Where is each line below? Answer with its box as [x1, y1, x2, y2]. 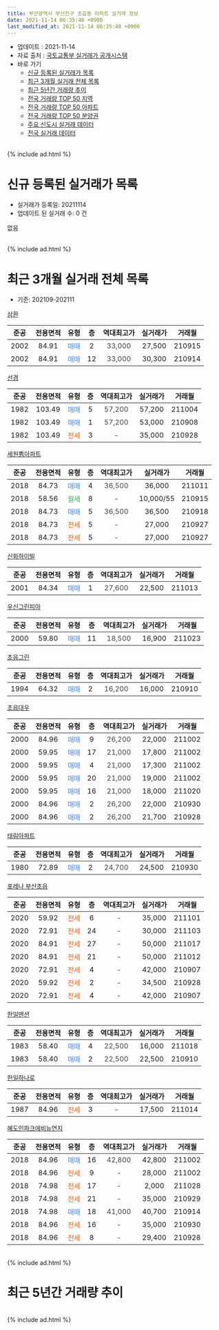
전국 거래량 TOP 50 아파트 [27, 103, 98, 111]
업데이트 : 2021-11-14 [17, 43, 76, 51]
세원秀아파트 [7, 450, 41, 458]
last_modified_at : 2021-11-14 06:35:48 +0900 [7, 23, 140, 30]
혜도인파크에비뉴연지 [7, 1124, 63, 1133]
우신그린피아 [7, 603, 41, 611]
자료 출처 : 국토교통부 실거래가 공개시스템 [17, 51, 128, 59]
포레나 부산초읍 [7, 882, 48, 890]
